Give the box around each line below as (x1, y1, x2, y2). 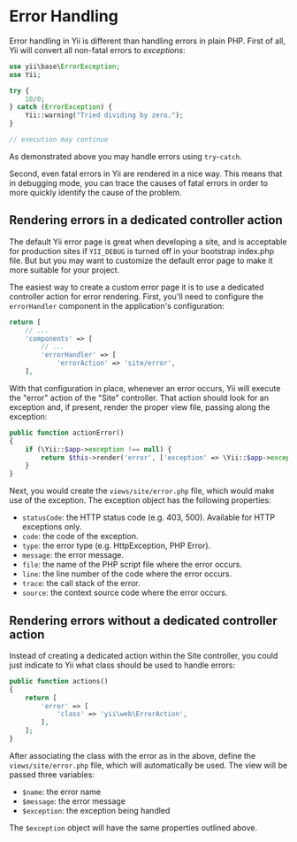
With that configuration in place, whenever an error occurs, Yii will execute (9, 382, 281, 393)
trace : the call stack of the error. (21, 578, 141, 589)
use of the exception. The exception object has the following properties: (9, 495, 271, 506)
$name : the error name (21, 786, 102, 797)
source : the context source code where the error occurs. (21, 587, 228, 599)
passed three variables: (9, 769, 95, 780)
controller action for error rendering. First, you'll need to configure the (9, 290, 263, 302)
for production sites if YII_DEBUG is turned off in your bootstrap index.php (9, 245, 275, 256)
